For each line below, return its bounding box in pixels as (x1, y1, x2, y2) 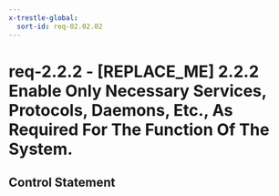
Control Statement (8, 175, 116, 191)
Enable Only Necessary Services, (8, 80, 267, 101)
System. (8, 139, 74, 160)
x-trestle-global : (8, 13, 78, 23)
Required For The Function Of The (8, 119, 270, 139)
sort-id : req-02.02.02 (16, 22, 103, 31)
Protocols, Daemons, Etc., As (8, 99, 233, 120)
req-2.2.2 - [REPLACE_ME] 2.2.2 (8, 61, 260, 82)
